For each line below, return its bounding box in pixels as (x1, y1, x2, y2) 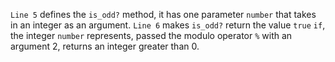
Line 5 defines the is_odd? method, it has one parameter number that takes (10, 9, 317, 20)
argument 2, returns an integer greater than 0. (10, 40, 200, 52)
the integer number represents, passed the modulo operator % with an (10, 30, 293, 41)
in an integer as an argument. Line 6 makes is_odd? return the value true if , (10, 19, 326, 31)
